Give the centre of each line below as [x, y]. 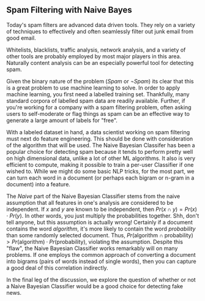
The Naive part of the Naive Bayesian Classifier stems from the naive [93, 196]
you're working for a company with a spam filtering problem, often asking [99, 107]
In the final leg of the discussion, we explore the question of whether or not [101, 280]
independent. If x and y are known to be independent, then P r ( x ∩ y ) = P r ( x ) [102, 209]
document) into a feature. [38, 184]
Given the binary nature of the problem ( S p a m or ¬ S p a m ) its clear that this [100, 81]
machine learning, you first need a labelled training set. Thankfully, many [98, 94]
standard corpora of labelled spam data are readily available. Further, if [96, 101]
